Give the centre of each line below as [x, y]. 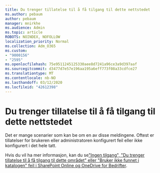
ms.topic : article [24, 32]
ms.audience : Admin [25, 28]
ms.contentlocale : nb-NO [30, 78]
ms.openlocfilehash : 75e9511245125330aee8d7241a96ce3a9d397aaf [71, 64]
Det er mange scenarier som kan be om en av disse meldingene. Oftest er [80, 135]
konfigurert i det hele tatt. [31, 146]
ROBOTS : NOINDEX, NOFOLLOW [33, 37]
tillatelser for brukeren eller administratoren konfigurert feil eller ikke [74, 141]
